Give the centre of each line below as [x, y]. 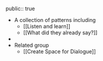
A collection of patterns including [55, 20]
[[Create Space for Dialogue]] [60, 52]
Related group [31, 45]
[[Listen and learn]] [47, 26]
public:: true [20, 9]
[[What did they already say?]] [60, 33]
